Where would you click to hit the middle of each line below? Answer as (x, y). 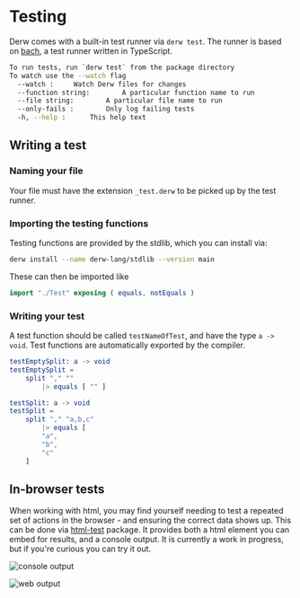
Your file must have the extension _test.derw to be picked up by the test (143, 190)
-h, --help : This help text (82, 118)
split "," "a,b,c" (60, 419)
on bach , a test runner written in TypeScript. (91, 50)
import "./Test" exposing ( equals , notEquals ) (102, 293)
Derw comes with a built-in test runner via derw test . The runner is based (146, 41)
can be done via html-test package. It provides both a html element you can (150, 530)
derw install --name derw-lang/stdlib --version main (112, 259)
